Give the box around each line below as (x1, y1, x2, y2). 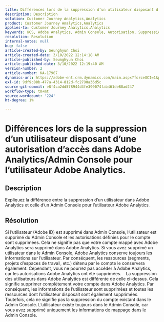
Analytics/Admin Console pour (5, 154, 133, 165)
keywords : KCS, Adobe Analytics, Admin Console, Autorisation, (5, 30, 137, 35)
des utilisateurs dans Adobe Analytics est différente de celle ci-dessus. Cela (5, 276, 159, 282)
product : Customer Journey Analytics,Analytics (5, 20, 104, 26)
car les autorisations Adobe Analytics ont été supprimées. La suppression (5, 270, 157, 276)
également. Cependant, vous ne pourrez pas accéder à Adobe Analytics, (5, 265, 152, 271)
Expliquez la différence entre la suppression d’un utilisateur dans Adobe (5, 197, 150, 203)
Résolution (5, 216, 39, 224)
